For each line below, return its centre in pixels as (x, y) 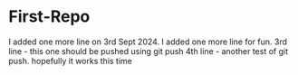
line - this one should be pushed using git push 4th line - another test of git (149, 51)
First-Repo (49, 17)
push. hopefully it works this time (70, 61)
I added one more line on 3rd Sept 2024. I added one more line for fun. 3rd (148, 42)
